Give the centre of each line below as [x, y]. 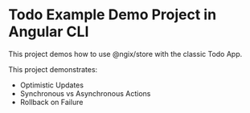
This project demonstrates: [53, 69]
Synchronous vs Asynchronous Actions [85, 93]
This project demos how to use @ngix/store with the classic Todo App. [125, 54]
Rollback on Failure [51, 102]
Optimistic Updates [52, 85]
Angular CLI [49, 32]
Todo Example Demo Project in [113, 15]
